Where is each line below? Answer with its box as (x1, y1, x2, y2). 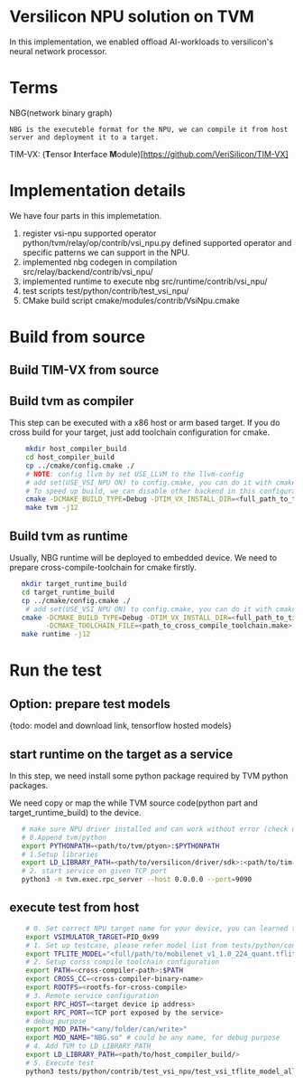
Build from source (9, 327, 146, 347)
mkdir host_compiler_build (25, 445, 127, 454)
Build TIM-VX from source (9, 363, 160, 378)
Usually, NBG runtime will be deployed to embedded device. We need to (9, 552, 278, 563)
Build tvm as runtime (9, 528, 129, 543)
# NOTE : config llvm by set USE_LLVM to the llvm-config (25, 469, 244, 478)
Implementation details (9, 181, 187, 201)
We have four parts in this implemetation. (9, 210, 162, 221)
